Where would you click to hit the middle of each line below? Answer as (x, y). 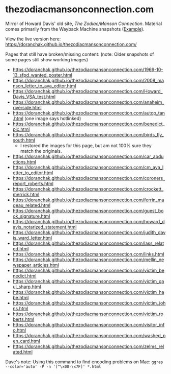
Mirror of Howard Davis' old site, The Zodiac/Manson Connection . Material (84, 24)
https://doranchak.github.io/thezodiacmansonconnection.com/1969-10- (88, 69)
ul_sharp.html (27, 287)
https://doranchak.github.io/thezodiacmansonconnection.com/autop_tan (89, 113)
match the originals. (41, 151)
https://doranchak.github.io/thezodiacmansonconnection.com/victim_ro (88, 314)
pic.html (21, 129)
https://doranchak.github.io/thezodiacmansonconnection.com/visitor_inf (89, 324)
